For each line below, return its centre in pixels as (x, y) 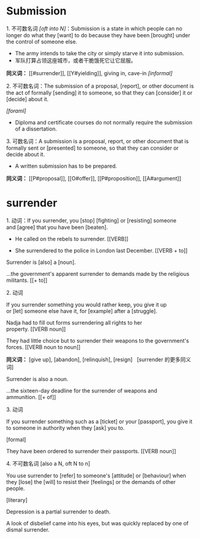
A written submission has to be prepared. (66, 166)
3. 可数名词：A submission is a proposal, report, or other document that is (98, 141)
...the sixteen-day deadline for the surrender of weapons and (82, 390)
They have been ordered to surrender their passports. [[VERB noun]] (91, 451)
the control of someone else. (42, 41)
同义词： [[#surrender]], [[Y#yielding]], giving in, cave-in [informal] (89, 73)
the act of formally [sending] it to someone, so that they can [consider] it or (99, 93)
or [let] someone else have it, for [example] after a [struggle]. (82, 311)
